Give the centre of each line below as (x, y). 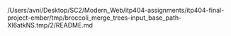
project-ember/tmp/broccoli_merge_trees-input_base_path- (95, 18)
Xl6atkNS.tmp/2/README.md (50, 25)
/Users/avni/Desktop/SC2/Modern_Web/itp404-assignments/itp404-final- (116, 10)
